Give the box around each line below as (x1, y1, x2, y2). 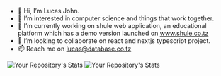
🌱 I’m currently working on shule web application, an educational (17, 22, 207, 30)
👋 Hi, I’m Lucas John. (17, 7, 80, 15)
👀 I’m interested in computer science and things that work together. (17, 14, 215, 23)
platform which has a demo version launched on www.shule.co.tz (17, 29, 209, 37)
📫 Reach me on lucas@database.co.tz (17, 44, 132, 53)
